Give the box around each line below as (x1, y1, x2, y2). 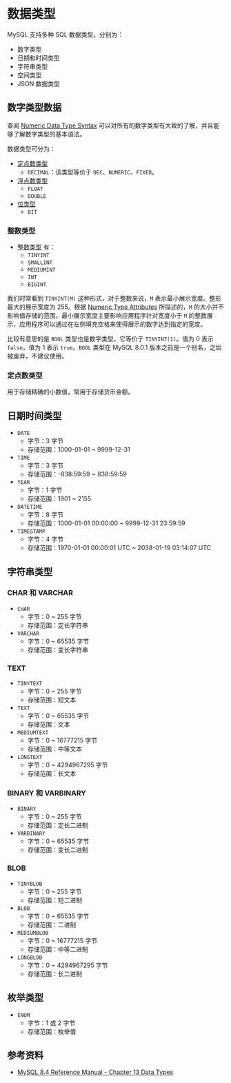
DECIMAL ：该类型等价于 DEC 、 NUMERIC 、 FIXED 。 (27, 168, 159, 176)
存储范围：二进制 (27, 920, 77, 929)
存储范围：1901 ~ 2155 (27, 494, 92, 503)
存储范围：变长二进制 (27, 846, 88, 854)
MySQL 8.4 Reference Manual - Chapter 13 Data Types (17, 1068, 174, 1076)
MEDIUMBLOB (17, 929, 49, 936)
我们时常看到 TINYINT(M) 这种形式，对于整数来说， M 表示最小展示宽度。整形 (7, 294, 222, 303)
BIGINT (27, 281, 47, 288)
